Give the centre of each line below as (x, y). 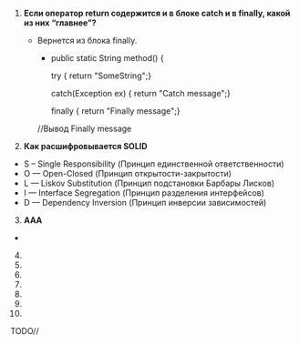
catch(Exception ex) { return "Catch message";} (141, 93)
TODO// (25, 331)
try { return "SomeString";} (101, 76)
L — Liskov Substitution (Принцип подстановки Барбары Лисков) (149, 183)
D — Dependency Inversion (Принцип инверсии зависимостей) (145, 202)
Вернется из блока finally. (87, 40)
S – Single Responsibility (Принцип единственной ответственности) (154, 164)
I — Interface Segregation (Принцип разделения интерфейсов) (144, 193)
